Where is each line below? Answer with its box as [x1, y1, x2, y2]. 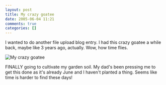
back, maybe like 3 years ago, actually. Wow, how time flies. [5, 45, 128, 51]
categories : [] [5, 26, 37, 31]
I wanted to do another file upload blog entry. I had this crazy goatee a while [5, 39, 162, 45]
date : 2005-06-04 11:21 [5, 16, 55, 21]
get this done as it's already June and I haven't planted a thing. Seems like [5, 69, 158, 75]
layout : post [5, 7, 32, 12]
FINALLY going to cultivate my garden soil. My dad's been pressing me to [5, 64, 156, 70]
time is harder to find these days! [5, 75, 73, 81]
